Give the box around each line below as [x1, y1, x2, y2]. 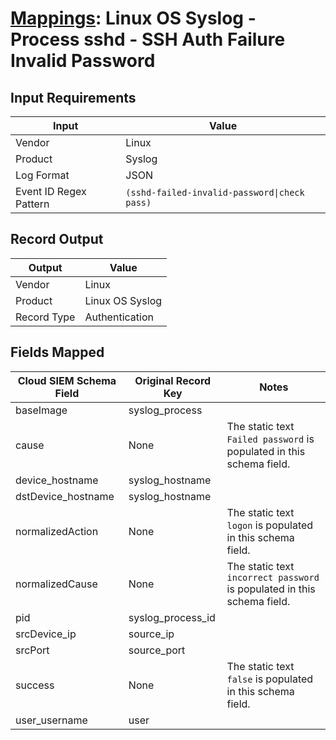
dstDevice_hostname [15, 489, 115, 503]
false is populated [226, 672, 314, 686]
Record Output [10, 231, 104, 248]
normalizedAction [15, 524, 99, 538]
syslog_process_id [128, 610, 216, 624]
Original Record [134, 373, 212, 387]
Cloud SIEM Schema [17, 373, 117, 387]
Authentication [84, 310, 154, 324]
